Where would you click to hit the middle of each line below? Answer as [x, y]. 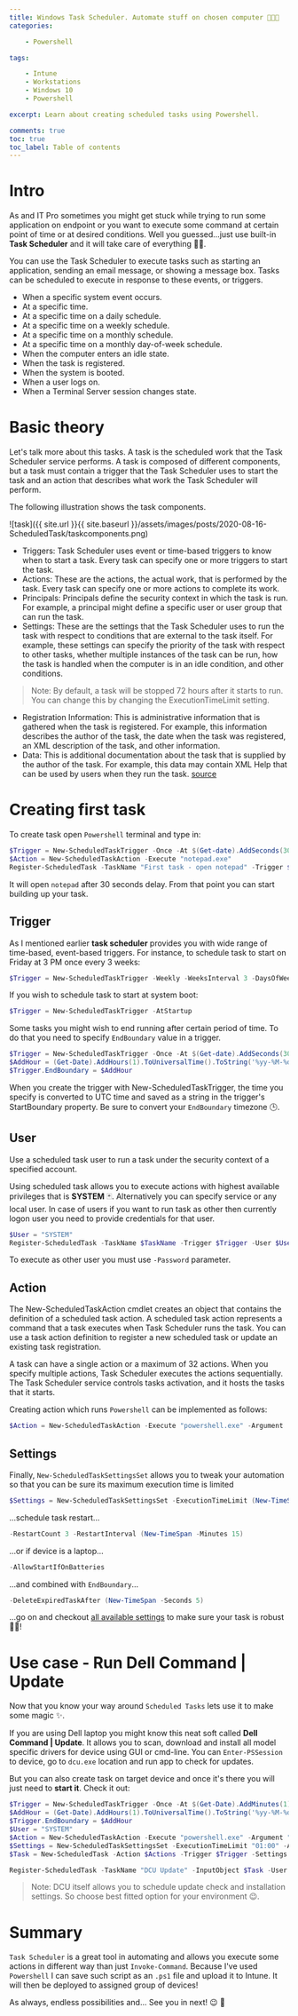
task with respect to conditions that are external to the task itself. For [147, 636]
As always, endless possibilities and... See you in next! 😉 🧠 [118, 2003]
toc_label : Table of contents [65, 147]
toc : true [27, 139]
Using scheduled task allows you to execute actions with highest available [145, 1186]
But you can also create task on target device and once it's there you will [142, 1779]
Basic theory [57, 428]
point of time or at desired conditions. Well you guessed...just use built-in [143, 234]
